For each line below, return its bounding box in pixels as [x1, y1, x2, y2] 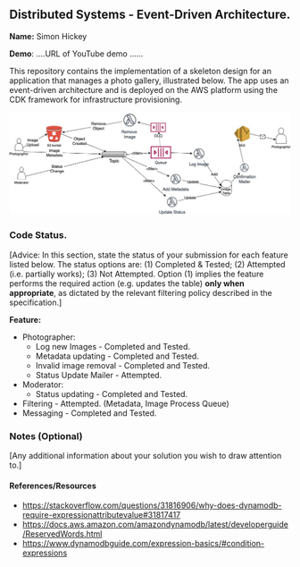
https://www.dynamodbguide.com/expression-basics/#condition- [21, 538, 265, 549]
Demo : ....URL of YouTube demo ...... [9, 48, 144, 59]
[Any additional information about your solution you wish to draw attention [9, 450, 282, 461]
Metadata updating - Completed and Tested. [35, 351, 199, 361]
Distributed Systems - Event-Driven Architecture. [9, 7, 291, 22]
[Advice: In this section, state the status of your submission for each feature [9, 250, 288, 260]
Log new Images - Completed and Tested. [35, 341, 190, 351]
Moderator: [21, 379, 64, 390]
